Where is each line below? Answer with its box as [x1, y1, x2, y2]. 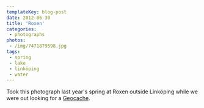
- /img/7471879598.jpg [9, 43, 67, 49]
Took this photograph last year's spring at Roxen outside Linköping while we [6, 88, 199, 95]
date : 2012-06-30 [6, 15, 51, 21]
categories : [6, 26, 37, 32]
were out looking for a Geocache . [6, 95, 90, 102]
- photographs [9, 32, 45, 38]
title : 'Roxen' [6, 20, 45, 26]
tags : [6, 49, 20, 55]
